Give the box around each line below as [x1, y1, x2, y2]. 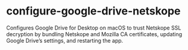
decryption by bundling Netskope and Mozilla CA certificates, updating [6, 30, 183, 37]
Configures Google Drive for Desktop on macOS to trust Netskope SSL [6, 24, 181, 31]
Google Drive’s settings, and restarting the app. [6, 37, 124, 44]
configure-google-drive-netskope [6, 4, 181, 18]
